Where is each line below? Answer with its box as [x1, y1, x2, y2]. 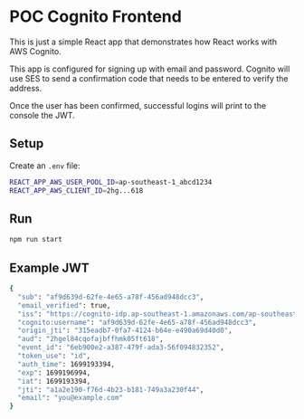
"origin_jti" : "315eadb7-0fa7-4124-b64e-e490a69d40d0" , [17, 326, 233, 336]
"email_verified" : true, [17, 300, 111, 309]
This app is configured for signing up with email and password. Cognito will [9, 63, 290, 74]
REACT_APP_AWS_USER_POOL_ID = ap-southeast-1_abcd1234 [9, 177, 213, 186]
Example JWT [9, 260, 90, 275]
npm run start [9, 235, 63, 244]
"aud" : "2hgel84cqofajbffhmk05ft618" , [17, 335, 165, 344]
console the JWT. [9, 110, 75, 120]
